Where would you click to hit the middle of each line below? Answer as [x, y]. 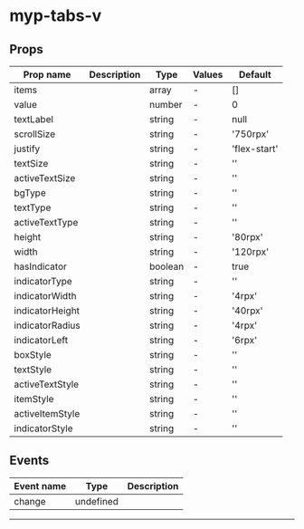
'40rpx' [248, 311]
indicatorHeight [47, 311]
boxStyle [33, 355]
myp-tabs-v [56, 16]
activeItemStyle [47, 414]
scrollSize [35, 134]
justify [27, 149]
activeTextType [46, 222]
